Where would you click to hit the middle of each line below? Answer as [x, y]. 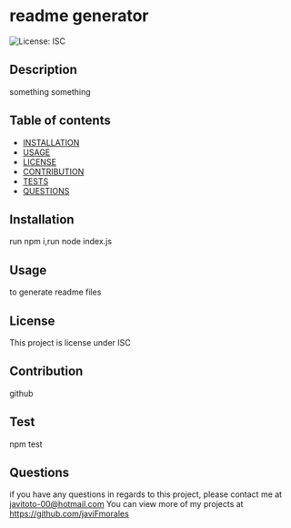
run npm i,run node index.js [60, 242]
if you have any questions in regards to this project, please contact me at [146, 494]
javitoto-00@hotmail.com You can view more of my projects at [126, 504]
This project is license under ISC [70, 342]
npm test [26, 444]
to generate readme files [55, 292]
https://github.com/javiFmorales [69, 514]
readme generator [79, 16]
